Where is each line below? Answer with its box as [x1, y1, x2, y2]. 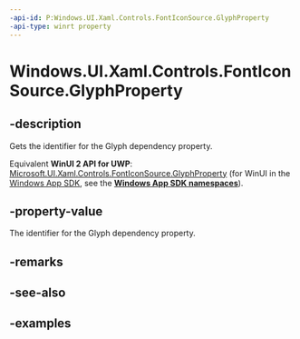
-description [9, 116, 82, 132]
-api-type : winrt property [9, 22, 111, 31]
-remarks [9, 254, 63, 269]
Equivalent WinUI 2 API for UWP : [9, 158, 133, 169]
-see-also [9, 285, 66, 301]
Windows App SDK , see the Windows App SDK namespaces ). [9, 177, 244, 188]
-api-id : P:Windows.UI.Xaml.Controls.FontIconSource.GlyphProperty [9, 13, 270, 23]
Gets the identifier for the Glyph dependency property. [9, 140, 213, 151]
